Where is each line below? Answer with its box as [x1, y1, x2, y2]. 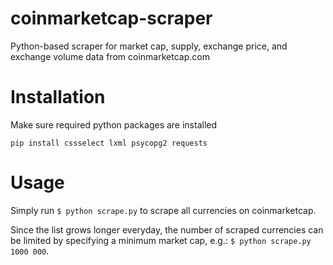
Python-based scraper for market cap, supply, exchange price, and [10, 40, 288, 52]
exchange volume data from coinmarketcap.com [10, 50, 210, 62]
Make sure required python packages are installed [10, 118, 218, 131]
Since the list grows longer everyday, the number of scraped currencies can [10, 223, 324, 236]
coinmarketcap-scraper [10, 7, 213, 30]
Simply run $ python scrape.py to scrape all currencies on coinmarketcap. [10, 204, 317, 216]
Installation [10, 86, 106, 109]
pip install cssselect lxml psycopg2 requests [10, 138, 208, 148]
